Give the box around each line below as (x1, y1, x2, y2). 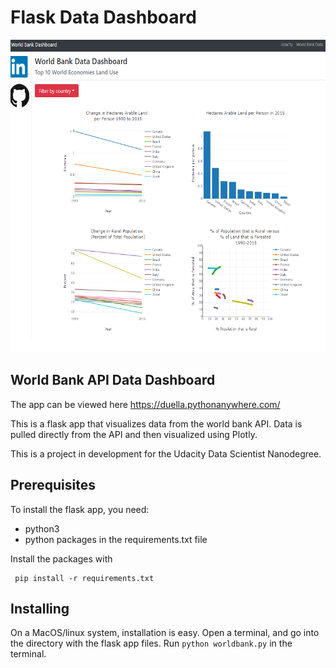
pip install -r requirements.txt (14, 573, 155, 583)
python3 (24, 522, 60, 535)
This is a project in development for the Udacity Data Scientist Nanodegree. (10, 447, 322, 460)
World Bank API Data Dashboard (10, 372, 216, 389)
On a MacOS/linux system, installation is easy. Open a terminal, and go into (10, 627, 320, 639)
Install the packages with (10, 552, 113, 565)
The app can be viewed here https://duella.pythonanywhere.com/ (10, 398, 281, 410)
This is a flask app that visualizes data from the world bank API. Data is (10, 417, 303, 430)
